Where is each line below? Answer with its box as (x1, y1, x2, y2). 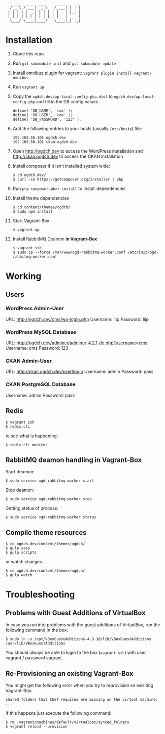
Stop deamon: (5, 487, 34, 493)
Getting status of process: (5, 505, 59, 511)
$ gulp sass (5, 546, 30, 551)
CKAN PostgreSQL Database (5, 381, 76, 388)
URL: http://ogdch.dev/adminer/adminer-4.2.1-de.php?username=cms (5, 340, 148, 346)
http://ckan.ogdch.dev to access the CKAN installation (12, 153, 124, 159)
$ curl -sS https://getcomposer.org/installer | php (12, 177, 124, 182)
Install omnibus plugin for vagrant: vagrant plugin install (12, 70, 132, 76)
